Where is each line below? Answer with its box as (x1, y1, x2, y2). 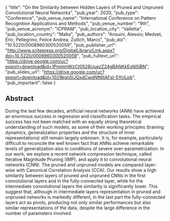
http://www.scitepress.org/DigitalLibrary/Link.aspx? (7, 48, 115, 53)
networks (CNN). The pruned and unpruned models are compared (5, 162, 144, 168)
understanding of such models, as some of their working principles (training (5, 124, 164, 130)
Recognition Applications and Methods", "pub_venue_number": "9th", (5, 20, 150, 26)
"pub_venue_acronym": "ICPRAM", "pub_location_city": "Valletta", (5, 26, 143, 32)
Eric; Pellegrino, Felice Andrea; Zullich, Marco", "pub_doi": (5, 36, 127, 43)
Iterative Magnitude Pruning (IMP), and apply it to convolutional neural (5, 156, 152, 162)
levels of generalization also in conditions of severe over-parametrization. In (5, 145, 164, 152)
